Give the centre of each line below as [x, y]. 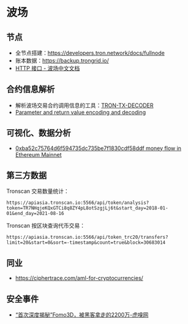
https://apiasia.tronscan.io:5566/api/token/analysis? [78, 203]
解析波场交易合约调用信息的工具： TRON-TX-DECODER [85, 105]
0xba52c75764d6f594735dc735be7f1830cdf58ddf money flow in [98, 148]
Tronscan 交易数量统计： [38, 191]
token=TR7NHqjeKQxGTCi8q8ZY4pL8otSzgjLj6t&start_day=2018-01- [87, 208]
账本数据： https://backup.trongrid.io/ [62, 61]
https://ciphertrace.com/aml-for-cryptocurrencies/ [79, 278]
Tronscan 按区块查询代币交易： [46, 226]
